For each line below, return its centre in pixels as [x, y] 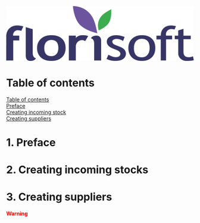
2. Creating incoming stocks [77, 170]
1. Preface [31, 142]
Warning [17, 213]
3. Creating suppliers [59, 197]
